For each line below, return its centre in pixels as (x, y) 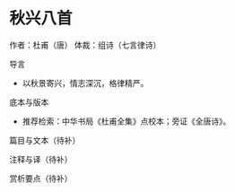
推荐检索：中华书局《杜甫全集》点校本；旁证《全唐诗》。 (126, 121)
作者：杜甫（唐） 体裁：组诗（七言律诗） (85, 45)
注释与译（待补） (41, 159)
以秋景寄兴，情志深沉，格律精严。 (85, 83)
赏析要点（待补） (41, 178)
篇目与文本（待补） (45, 140)
